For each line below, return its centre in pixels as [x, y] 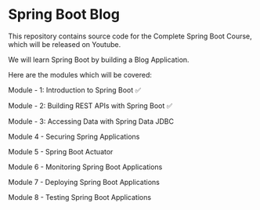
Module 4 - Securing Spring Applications [74, 136]
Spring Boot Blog [64, 14]
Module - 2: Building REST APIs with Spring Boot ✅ [90, 105]
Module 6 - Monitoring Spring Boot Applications [85, 167]
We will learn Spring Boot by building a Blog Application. [99, 60]
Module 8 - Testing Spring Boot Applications [79, 197]
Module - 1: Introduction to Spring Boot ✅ [75, 90]
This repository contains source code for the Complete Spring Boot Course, [130, 36]
